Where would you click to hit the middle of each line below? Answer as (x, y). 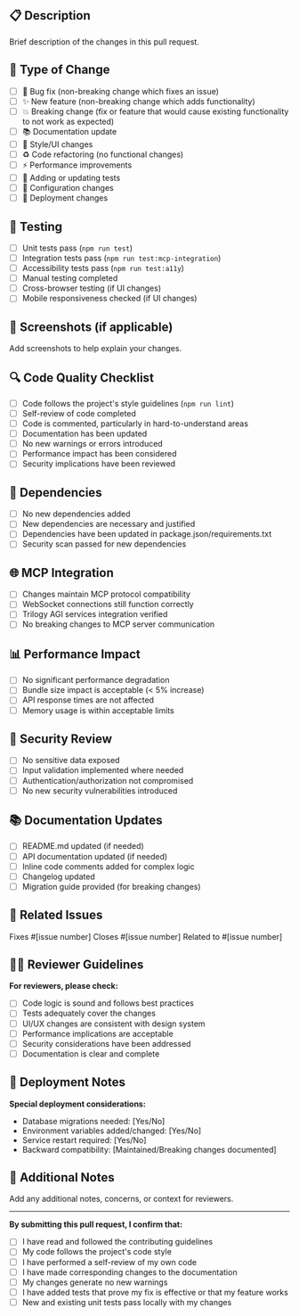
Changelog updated (58, 876)
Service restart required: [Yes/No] (84, 1139)
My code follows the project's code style (97, 1252)
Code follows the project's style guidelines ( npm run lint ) (128, 403)
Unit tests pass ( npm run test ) (77, 248)
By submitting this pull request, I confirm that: (96, 1224)
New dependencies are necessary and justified (109, 524)
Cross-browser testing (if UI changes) (92, 288)
